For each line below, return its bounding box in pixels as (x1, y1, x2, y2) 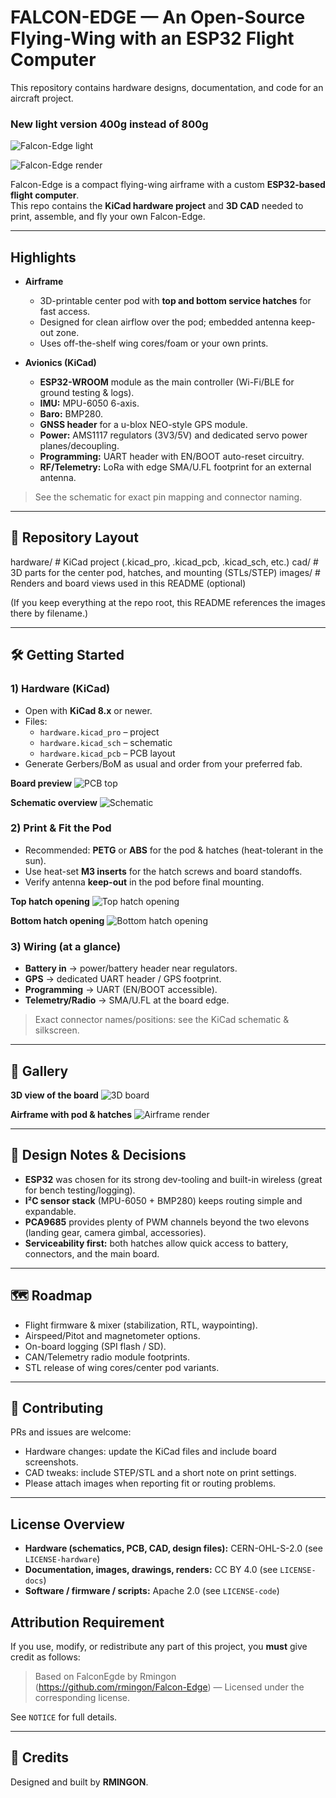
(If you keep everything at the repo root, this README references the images (10, 596, 326, 608)
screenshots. (24, 1456, 79, 1468)
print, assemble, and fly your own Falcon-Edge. (10, 211, 206, 223)
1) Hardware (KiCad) (10, 682, 111, 696)
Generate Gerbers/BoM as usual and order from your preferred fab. (24, 757, 303, 770)
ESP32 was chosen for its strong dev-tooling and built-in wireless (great (24, 1173, 323, 1185)
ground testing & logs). (39, 387, 135, 399)
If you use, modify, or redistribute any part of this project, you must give (10, 1641, 308, 1653)
